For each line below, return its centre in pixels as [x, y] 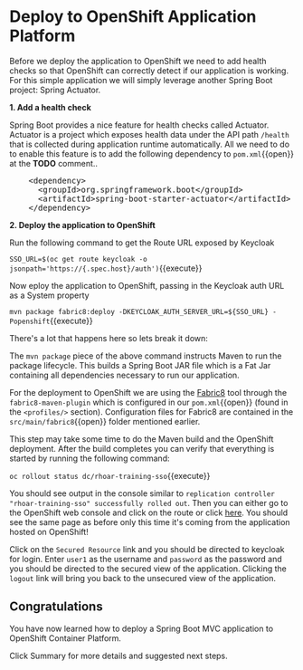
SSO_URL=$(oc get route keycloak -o [78, 259]
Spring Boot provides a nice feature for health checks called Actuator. [139, 125]
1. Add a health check [51, 107]
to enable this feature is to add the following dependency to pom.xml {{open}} [152, 153]
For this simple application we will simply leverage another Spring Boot [141, 80]
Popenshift [30, 321]
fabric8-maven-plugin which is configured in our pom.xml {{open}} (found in [149, 402]
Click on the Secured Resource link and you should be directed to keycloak [147, 549]
